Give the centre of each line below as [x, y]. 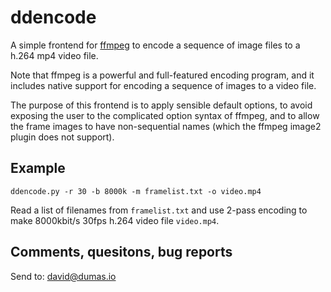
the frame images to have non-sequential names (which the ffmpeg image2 [166, 126]
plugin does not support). [62, 137]
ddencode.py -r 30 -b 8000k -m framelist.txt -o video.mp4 [136, 191]
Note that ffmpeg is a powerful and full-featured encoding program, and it [162, 75]
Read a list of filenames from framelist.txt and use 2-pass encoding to [159, 210]
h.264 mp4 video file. [54, 55]
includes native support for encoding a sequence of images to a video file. [163, 85]
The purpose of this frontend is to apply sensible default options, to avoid [161, 105]
